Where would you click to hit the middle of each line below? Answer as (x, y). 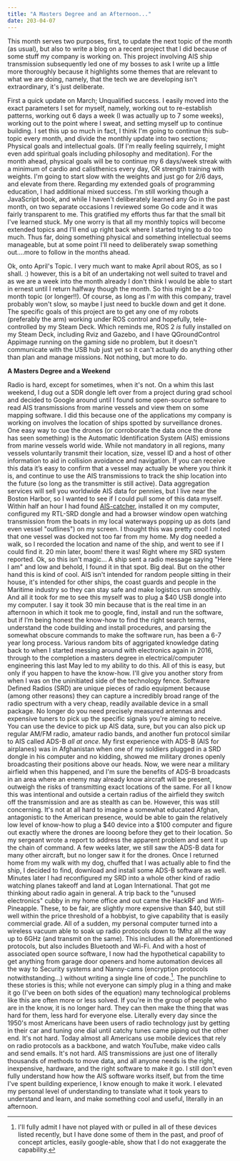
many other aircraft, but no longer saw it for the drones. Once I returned (113, 855)
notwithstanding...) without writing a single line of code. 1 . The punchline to (117, 977)
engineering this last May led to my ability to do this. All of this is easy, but (116, 665)
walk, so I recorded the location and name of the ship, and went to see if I (115, 544)
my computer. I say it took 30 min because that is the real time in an (107, 605)
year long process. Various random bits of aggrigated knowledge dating (113, 643)
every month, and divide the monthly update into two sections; (116, 138)
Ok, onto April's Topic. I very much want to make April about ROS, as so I (115, 266)
